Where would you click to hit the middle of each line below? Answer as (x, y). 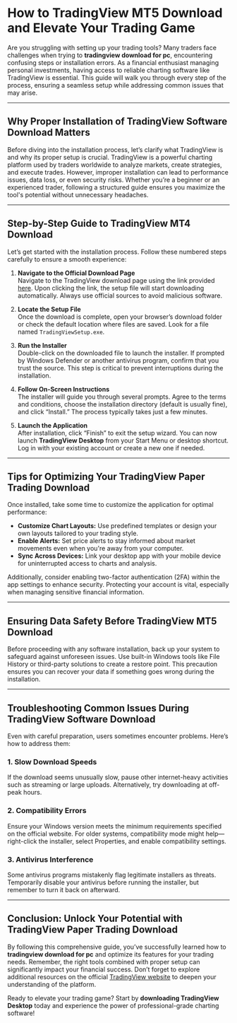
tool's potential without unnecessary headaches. (78, 194)
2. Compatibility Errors (47, 811)
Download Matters (49, 133)
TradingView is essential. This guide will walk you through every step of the (117, 77)
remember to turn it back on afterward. (64, 889)
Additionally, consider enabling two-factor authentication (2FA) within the (114, 577)
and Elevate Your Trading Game (101, 28)
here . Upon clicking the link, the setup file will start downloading (111, 288)
